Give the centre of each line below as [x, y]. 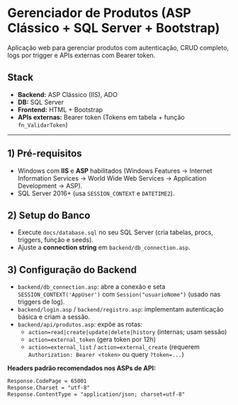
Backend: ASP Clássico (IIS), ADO [68, 94]
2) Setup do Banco [49, 215]
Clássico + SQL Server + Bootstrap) [114, 28]
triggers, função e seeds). [56, 240]
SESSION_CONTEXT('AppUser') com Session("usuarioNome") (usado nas [119, 295]
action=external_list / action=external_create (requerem [114, 347]
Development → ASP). [50, 186]
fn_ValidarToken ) [43, 125]
